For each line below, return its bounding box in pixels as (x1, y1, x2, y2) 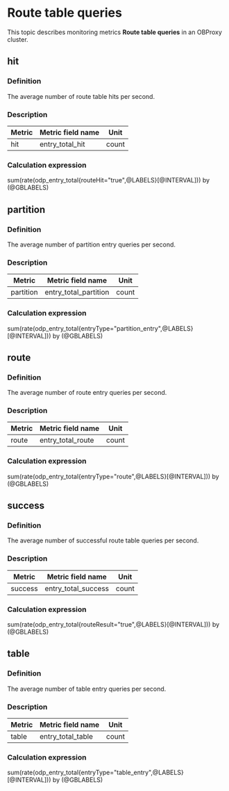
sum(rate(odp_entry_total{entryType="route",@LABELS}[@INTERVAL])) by (7, 472, 220, 480)
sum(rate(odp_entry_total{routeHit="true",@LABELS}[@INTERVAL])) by (7, 176, 210, 185)
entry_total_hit (39, 139, 85, 149)
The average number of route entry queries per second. (7, 389, 167, 397)
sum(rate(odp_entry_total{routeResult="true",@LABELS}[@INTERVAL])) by (7, 620, 220, 629)
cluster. (7, 35, 29, 43)
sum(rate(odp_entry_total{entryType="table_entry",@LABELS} (7, 768, 184, 777)
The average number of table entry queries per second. (7, 684, 167, 693)
